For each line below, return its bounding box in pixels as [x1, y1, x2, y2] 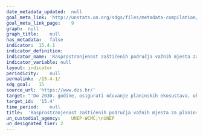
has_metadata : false [6, 37, 63, 43]
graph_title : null [6, 31, 61, 37]
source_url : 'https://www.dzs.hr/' [6, 87, 96, 93]
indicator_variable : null [6, 59, 71, 65]
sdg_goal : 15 [6, 82, 45, 88]
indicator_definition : [6, 48, 63, 54]
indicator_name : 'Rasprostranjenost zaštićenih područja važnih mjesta [6, 54, 190, 60]
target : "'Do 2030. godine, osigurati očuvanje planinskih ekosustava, [6, 93, 190, 99]
